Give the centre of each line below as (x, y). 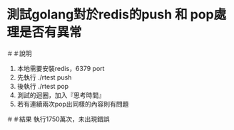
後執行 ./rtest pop (43, 86)
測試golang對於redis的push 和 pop (111, 15)
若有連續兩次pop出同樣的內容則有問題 (73, 104)
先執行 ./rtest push (44, 77)
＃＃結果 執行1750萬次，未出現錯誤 (58, 119)
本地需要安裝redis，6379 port (61, 68)
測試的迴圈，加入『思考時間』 (61, 95)
